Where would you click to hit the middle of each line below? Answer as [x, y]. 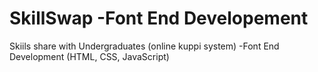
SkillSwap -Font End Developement [159, 18]
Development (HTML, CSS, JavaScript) [89, 56]
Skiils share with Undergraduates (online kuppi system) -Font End [144, 46]
